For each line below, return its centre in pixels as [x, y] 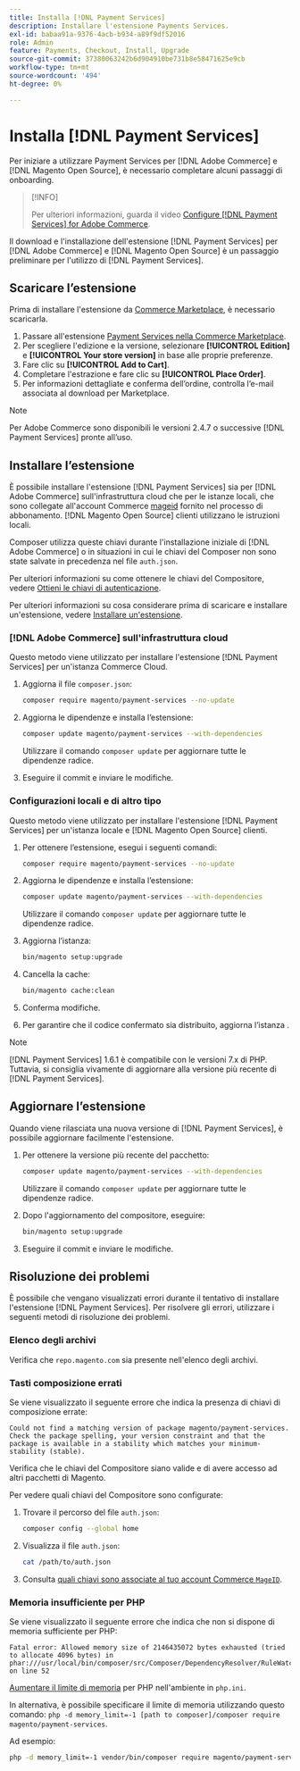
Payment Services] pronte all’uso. [71, 438]
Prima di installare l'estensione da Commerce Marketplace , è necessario [142, 310]
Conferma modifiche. [61, 1008]
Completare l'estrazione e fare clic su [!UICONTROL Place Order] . [144, 374]
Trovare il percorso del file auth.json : [91, 1512]
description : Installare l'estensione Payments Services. [119, 26]
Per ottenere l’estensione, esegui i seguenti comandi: [120, 847]
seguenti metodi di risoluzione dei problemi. [90, 1317]
